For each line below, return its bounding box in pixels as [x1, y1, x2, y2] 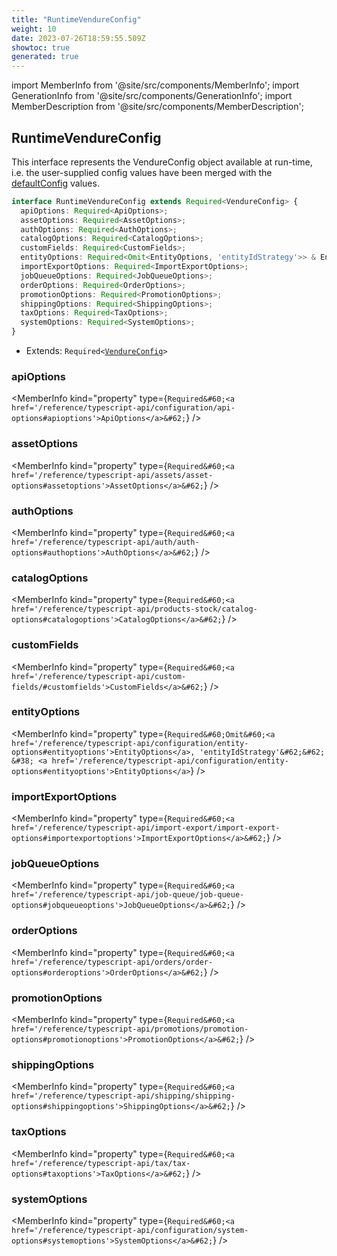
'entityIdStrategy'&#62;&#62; [199, 747, 326, 757]
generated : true [11, 52, 79, 62]
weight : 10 [11, 24, 57, 34]
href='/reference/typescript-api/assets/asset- [11, 470, 214, 480]
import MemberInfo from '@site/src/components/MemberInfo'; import [11, 79, 300, 91]
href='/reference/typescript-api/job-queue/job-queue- [11, 890, 245, 900]
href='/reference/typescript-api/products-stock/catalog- [11, 604, 258, 615]
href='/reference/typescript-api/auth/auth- [11, 537, 200, 547]
